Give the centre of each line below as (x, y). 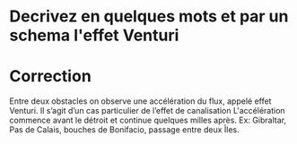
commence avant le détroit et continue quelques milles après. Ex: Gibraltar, (148, 120)
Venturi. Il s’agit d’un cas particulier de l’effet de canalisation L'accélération (147, 111)
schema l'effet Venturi (94, 35)
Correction (50, 76)
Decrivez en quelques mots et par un (149, 17)
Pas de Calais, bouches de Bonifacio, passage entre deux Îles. (124, 130)
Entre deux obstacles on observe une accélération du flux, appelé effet (140, 101)
